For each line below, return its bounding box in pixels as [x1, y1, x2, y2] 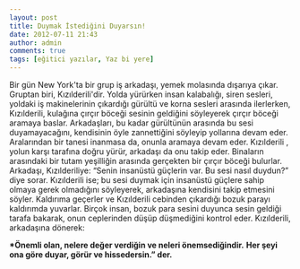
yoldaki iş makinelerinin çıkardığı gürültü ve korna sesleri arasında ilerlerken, [9, 99, 291, 108]
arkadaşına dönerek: [9, 222, 85, 233]
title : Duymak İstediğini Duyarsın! [9, 22, 146, 30]
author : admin [9, 38, 63, 48]
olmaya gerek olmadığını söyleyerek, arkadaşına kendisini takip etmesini [9, 185, 275, 195]
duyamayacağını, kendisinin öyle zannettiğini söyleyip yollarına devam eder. [9, 127, 288, 137]
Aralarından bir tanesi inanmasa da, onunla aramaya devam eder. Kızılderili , [9, 136, 289, 147]
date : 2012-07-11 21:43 [9, 30, 99, 39]
